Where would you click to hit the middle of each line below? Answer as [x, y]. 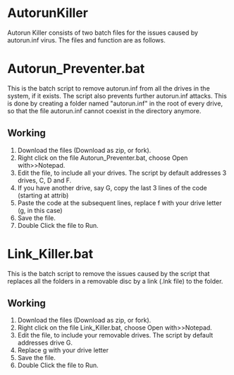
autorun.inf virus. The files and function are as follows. [86, 40]
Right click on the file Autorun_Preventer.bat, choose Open [103, 158]
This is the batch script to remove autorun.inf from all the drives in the [109, 88]
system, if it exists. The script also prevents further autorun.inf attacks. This [117, 96]
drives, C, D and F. [44, 180]
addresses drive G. [45, 343]
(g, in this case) [40, 210]
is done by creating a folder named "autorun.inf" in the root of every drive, [115, 103]
